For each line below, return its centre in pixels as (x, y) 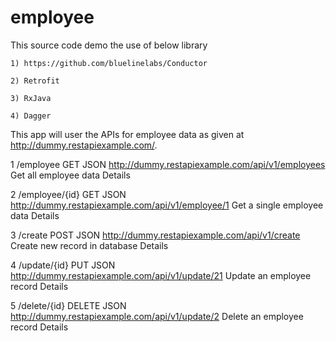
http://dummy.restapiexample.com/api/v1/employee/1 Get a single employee (167, 205)
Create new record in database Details (89, 245)
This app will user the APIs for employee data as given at (127, 134)
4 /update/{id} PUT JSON (63, 265)
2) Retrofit (35, 81)
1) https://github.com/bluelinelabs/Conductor (109, 63)
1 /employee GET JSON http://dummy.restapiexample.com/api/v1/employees (168, 164)
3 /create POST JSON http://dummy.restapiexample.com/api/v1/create (155, 235)
